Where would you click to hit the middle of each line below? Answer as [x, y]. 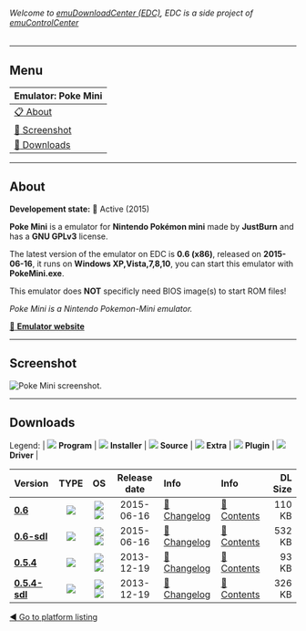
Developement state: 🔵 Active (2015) [80, 209]
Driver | [24, 455]
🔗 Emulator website [47, 326]
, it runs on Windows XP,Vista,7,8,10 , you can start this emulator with [163, 264]
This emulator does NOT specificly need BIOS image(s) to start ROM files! [148, 291]
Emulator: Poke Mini [58, 96]
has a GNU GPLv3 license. [59, 236]
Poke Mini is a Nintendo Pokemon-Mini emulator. [101, 308]
